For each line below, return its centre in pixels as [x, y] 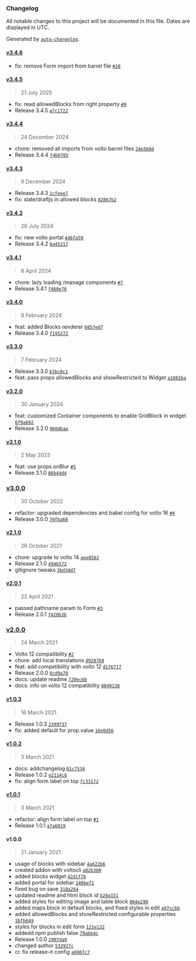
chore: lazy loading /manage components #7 [69, 282]
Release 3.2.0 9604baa [41, 429]
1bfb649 [24, 921]
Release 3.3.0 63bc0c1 [41, 371]
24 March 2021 [39, 643]
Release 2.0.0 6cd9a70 [41, 673]
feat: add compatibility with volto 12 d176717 [68, 667]
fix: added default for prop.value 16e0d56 [64, 730]
